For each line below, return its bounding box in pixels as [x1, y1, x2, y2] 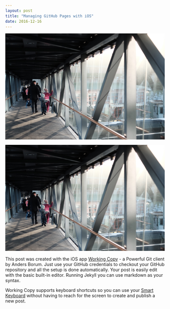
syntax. [5, 277, 21, 283]
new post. [5, 298, 26, 304]
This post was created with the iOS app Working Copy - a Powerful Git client [5, 255, 164, 262]
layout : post [5, 8, 33, 13]
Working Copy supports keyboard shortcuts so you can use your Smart [5, 287, 154, 293]
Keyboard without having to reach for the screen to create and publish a [5, 292, 155, 298]
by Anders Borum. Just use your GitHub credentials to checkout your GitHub [5, 261, 165, 267]
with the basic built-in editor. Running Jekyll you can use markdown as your [5, 272, 163, 278]
